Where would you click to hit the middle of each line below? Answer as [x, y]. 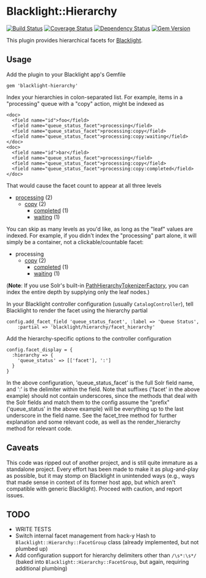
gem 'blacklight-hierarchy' [42, 85]
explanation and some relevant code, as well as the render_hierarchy [93, 422]
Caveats [22, 448]
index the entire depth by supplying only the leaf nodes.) [78, 292]
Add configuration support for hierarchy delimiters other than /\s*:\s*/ [106, 555]
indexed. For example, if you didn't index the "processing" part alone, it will [101, 236]
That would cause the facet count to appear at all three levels [84, 185]
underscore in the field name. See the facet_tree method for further [92, 415]
